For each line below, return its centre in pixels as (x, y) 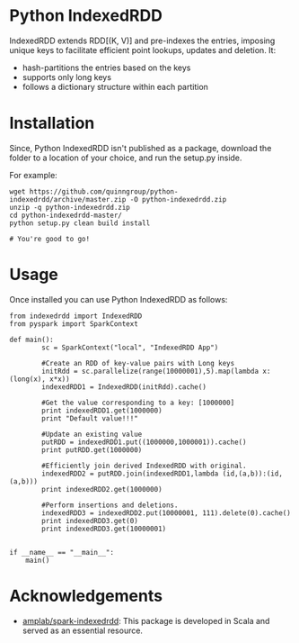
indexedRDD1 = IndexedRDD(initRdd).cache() (124, 387)
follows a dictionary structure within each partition (115, 86)
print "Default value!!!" (90, 418)
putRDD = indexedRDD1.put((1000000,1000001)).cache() (144, 442)
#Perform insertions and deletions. (110, 505)
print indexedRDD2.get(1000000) (102, 489)
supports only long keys (67, 77)
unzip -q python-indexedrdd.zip (70, 207)
